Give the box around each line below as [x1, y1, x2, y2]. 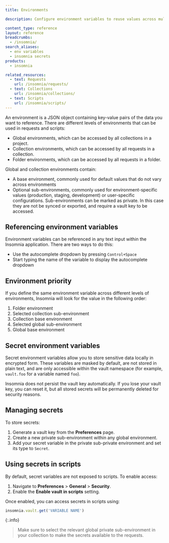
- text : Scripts [10, 95, 44, 101]
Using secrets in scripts [5, 460, 81, 469]
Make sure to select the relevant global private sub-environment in [17, 527, 156, 533]
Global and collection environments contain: [5, 166, 97, 172]
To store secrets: [5, 419, 40, 425]
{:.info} [5, 517, 20, 523]
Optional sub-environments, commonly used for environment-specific [12, 186, 157, 192]
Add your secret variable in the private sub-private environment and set [12, 440, 161, 446]
